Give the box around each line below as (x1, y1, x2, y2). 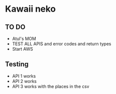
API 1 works (12, 73, 36, 79)
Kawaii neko (5, 3, 56, 15)
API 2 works (12, 78, 37, 84)
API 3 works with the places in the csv (12, 83, 90, 89)
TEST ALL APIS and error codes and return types (12, 41, 112, 47)
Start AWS (12, 46, 33, 52)
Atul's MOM (12, 36, 36, 41)
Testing (5, 60, 29, 69)
